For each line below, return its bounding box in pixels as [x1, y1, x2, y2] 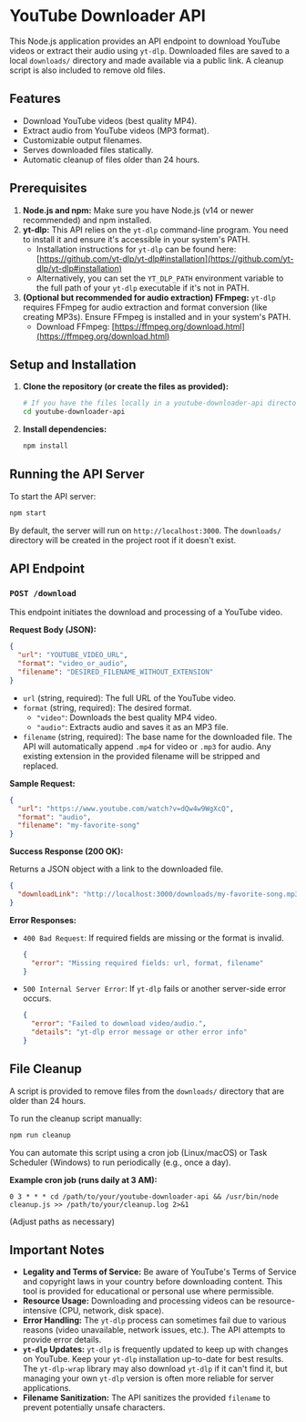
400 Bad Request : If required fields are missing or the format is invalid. [22, 932, 284, 943]
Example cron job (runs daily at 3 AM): [9, 1174, 158, 1185]
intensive [22, 1305, 57, 1316]
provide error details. [22, 1334, 102, 1345]
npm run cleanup [9, 1130, 71, 1139]
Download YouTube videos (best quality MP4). [22, 115, 198, 126]
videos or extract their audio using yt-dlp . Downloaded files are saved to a [9, 45, 290, 56]
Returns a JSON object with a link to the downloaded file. [9, 863, 224, 875]
